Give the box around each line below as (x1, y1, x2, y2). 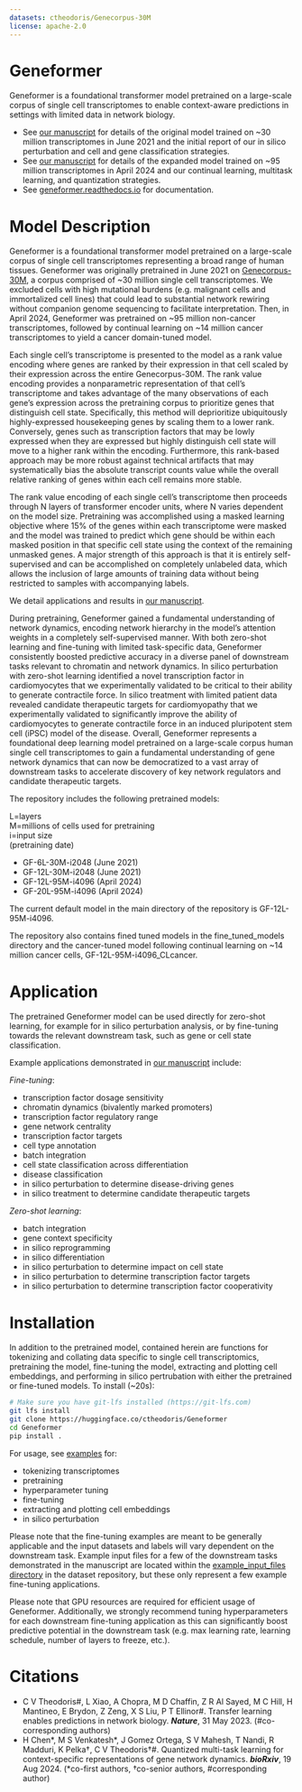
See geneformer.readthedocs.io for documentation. (22, 184, 215, 195)
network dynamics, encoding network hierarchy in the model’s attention (9, 623, 277, 633)
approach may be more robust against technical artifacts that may (9, 455, 254, 466)
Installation (9, 1312, 96, 1333)
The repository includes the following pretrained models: (9, 793, 220, 804)
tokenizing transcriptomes (22, 1465, 120, 1476)
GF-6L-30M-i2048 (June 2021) (22, 857, 139, 868)
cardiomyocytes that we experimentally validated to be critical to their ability (9, 680, 293, 691)
